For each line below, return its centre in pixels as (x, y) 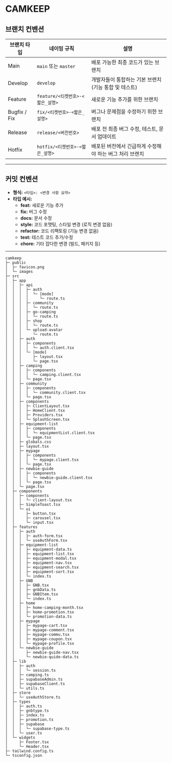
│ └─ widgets (20, 737)
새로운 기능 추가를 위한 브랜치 (125, 99)
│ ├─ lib (16, 661)
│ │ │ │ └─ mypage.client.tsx (42, 460)
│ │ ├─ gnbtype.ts (27, 711)
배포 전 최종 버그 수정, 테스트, (124, 129)
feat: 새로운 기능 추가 (42, 205)
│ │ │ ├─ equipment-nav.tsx (39, 563)
